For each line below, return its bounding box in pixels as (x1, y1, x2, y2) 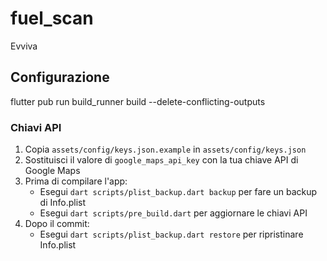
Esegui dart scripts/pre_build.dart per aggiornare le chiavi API (39, 207, 308, 219)
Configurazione (10, 69, 110, 86)
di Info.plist (39, 197, 87, 209)
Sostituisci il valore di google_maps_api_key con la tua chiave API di (24, 154, 299, 166)
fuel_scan (10, 7, 94, 30)
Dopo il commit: (24, 218, 90, 230)
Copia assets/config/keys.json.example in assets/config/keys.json (24, 143, 307, 156)
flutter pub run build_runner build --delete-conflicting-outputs (10, 95, 266, 107)
